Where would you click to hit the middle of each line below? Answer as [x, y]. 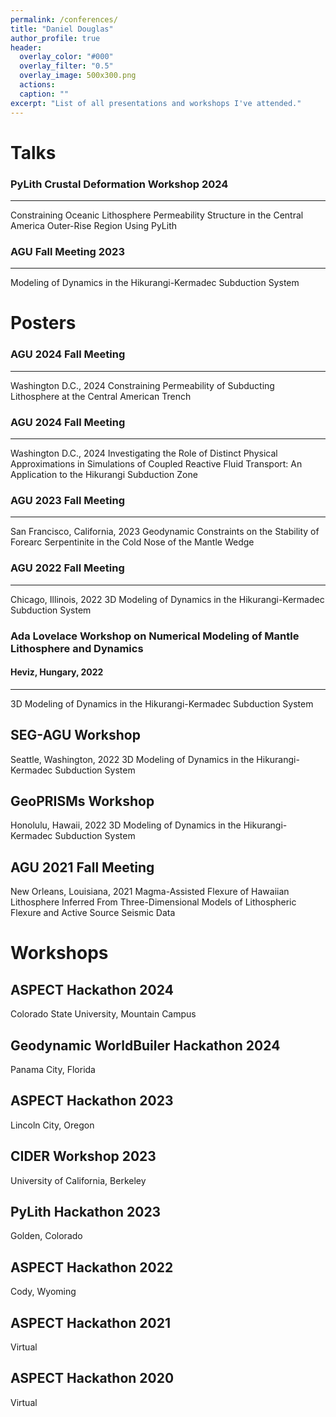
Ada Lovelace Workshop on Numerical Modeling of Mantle [155, 636]
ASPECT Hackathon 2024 [92, 989]
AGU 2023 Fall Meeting [67, 500]
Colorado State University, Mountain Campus [103, 1014]
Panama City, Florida [53, 1070]
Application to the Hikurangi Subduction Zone [104, 475]
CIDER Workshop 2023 [83, 1156]
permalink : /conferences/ [64, 19]
